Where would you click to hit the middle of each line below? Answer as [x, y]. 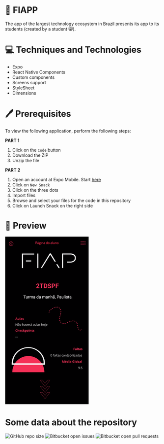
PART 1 [12, 140]
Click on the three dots [35, 190]
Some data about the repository [71, 422]
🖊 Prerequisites [38, 114]
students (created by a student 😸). [41, 29]
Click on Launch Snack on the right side [53, 205]
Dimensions [24, 93]
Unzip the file [26, 160]
